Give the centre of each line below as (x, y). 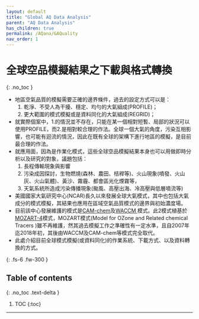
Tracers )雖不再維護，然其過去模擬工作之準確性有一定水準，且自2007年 (102, 225)
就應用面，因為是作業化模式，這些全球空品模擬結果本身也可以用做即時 (100, 151)
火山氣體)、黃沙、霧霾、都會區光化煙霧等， (87, 181)
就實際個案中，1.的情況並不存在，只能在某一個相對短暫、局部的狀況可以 (102, 122)
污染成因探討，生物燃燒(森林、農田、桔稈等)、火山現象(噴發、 (99, 173)
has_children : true (30, 28)
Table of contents (39, 278)
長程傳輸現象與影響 (47, 166)
